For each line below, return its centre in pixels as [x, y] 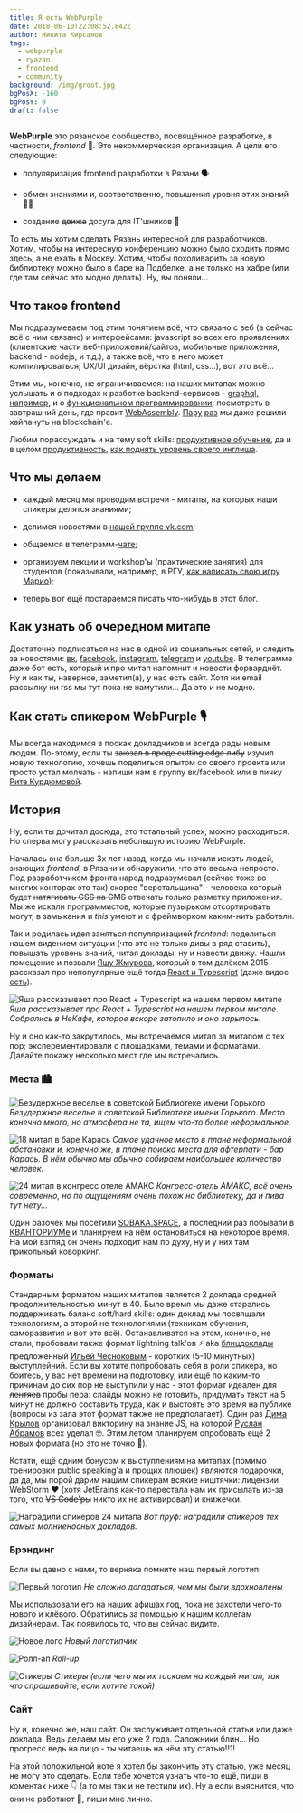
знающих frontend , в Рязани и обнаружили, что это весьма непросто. [144, 869]
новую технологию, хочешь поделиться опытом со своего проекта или [147, 762]
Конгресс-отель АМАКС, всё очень [224, 1185]
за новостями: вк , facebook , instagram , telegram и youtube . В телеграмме [151, 658]
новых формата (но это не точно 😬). [79, 1443]
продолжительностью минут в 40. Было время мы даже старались [140, 1304]
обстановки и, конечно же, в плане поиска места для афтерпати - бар [147, 1149]
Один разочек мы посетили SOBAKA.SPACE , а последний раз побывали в [152, 1222]
